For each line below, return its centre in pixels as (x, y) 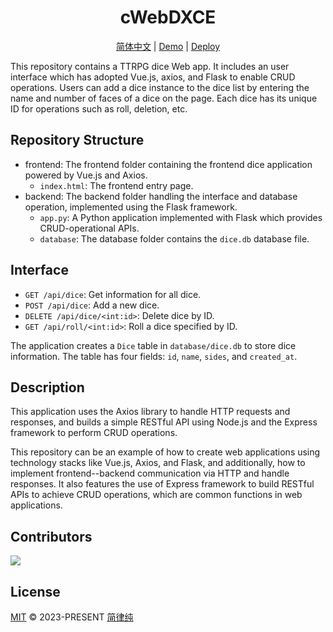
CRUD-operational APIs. (89, 228)
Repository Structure (77, 140)
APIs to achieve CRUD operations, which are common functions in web (156, 495)
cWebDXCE (168, 17)
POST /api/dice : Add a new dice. (92, 305)
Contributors (51, 536)
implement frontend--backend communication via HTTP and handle (150, 473)
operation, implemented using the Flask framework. (131, 207)
